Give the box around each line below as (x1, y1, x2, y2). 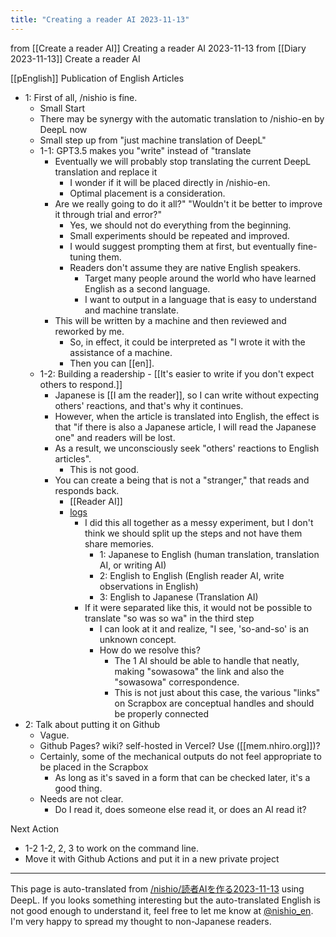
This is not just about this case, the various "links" (114, 686, 321, 698)
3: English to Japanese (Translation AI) (99, 591, 259, 603)
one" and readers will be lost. (54, 431, 176, 443)
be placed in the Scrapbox (39, 761, 149, 773)
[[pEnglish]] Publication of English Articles (10, 72, 185, 84)
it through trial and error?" (54, 208, 162, 220)
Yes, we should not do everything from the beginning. (69, 219, 292, 231)
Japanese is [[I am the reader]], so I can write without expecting (54, 389, 320, 401)
